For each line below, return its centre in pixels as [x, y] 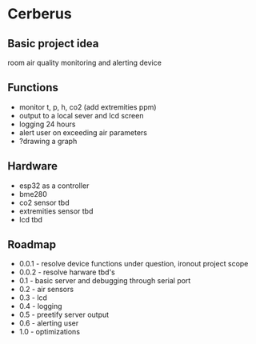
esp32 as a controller [54, 186]
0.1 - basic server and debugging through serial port [105, 281]
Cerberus [40, 14]
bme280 [33, 194]
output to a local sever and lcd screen [81, 115]
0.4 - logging [40, 306]
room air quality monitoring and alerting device [84, 62]
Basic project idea [53, 44]
